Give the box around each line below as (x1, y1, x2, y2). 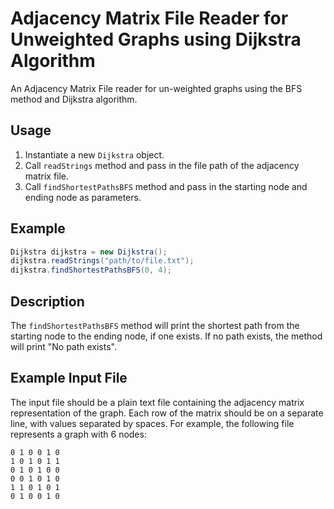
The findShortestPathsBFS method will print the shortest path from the (10, 320, 300, 331)
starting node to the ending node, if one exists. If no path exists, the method (10, 330, 323, 342)
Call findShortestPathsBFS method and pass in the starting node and (24, 180, 308, 192)
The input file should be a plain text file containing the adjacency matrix (10, 396, 305, 408)
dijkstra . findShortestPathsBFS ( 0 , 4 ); (10, 265, 172, 276)
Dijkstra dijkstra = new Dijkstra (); (10, 247, 168, 257)
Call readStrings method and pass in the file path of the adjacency (24, 159, 300, 171)
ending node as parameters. (24, 191, 142, 203)
